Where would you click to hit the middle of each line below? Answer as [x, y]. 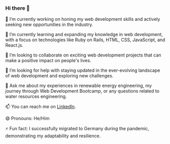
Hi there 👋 [18, 8]
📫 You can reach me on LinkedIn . [41, 107]
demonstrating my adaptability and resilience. [53, 136]
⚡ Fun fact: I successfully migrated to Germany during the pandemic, [77, 129]
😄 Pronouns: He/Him [27, 119]
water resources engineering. [36, 97]
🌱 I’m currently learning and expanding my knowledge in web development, [84, 35]
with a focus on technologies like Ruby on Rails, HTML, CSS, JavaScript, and [85, 40]
